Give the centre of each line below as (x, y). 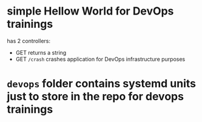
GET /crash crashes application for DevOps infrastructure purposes (100, 59)
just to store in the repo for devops (96, 97)
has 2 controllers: (29, 41)
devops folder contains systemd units (102, 84)
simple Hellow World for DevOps (90, 11)
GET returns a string (41, 52)
